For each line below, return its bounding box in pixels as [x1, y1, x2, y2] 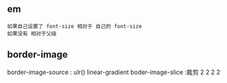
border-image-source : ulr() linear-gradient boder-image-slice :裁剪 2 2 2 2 [7, 68, 221, 76]
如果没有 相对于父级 [7, 30, 57, 37]
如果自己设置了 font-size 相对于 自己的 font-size [7, 23, 143, 29]
